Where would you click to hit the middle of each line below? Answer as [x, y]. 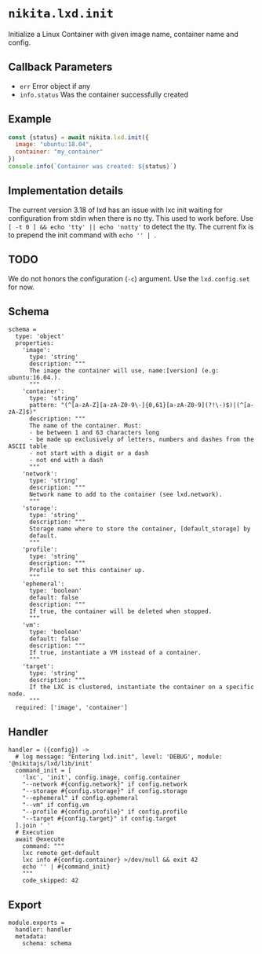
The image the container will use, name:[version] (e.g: [124, 371]
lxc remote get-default [61, 853]
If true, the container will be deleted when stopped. [120, 611]
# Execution [35, 833]
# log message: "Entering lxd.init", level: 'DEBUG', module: [119, 757]
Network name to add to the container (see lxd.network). [126, 495]
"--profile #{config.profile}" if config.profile [105, 812]
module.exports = [36, 923]
